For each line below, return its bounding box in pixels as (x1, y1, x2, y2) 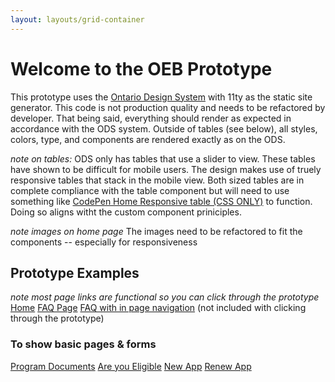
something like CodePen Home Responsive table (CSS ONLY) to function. (10, 195, 313, 207)
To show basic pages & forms (10, 337, 157, 351)
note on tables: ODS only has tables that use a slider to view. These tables (10, 152, 316, 165)
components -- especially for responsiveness (10, 236, 198, 248)
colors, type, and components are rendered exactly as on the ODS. (10, 133, 286, 145)
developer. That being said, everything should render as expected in (10, 112, 292, 124)
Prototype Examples (10, 264, 140, 281)
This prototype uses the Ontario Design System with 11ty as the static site (10, 91, 313, 103)
